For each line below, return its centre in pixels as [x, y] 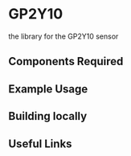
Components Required [66, 62]
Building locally [48, 116]
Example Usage [48, 89]
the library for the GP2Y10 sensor [63, 36]
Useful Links [40, 144]
